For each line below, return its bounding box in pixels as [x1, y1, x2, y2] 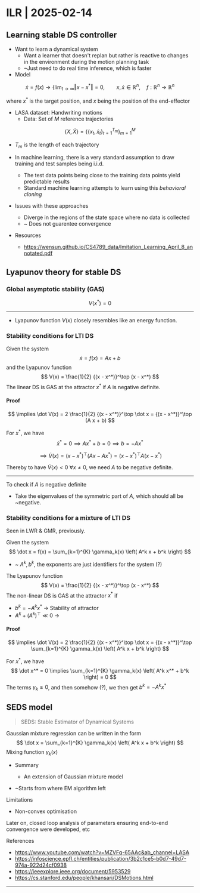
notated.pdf [23, 250, 53, 257]
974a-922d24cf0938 [14, 861, 67, 869]
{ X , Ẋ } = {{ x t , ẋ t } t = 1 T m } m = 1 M [64, 127, 136, 137]
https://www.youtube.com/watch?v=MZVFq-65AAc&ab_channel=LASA [14, 848, 189, 856]
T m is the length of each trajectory [14, 141, 99, 149]
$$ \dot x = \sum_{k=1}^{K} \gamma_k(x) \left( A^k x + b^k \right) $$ [16, 739, 184, 746]
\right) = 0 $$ [83, 673, 117, 680]
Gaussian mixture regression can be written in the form [6, 729, 142, 737]
